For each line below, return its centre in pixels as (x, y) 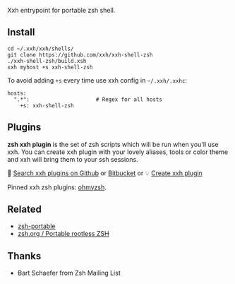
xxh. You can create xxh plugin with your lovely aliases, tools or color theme (117, 152)
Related (25, 209)
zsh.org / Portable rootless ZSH (63, 234)
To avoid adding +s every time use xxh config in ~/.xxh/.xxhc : (97, 80)
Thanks (24, 256)
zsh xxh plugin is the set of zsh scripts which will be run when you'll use (113, 144)
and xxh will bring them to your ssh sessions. (73, 159)
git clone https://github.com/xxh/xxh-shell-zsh (80, 55)
